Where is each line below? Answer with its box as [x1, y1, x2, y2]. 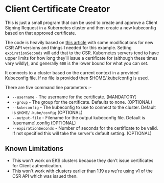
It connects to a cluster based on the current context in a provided [5, 69, 139, 75]
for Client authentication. [12, 162, 63, 168]
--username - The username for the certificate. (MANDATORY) [12, 94, 137, 100]
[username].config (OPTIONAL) [12, 120, 76, 126]
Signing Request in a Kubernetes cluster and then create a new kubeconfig [5, 24, 156, 30]
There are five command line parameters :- [5, 84, 92, 90]
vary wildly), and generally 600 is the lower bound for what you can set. [5, 60, 149, 66]
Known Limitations [5, 144, 64, 153]
